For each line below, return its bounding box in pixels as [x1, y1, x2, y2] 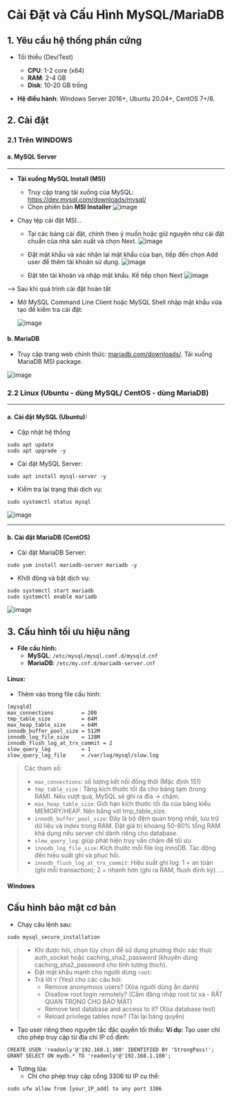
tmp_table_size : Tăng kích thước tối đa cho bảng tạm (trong [34, 785, 206, 793]
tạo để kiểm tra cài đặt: [17, 305, 83, 313]
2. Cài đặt [7, 114, 50, 126]
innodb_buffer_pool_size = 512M [7, 728, 100, 735]
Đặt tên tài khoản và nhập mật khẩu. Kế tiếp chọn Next [27, 271, 183, 279]
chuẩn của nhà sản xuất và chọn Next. [27, 236, 137, 245]
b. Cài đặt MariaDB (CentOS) [7, 533, 90, 541]
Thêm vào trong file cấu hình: [17, 690, 101, 698]
